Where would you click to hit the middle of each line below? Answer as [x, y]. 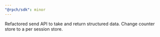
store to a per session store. [34, 29]
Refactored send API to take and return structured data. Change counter [80, 24]
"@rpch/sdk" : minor [25, 10]
